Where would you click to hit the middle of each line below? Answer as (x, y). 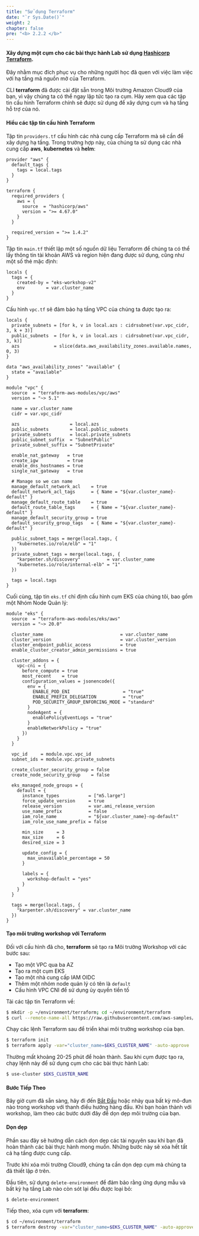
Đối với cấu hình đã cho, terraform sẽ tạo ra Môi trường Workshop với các (97, 946)
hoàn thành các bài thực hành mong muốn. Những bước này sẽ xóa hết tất (97, 1147)
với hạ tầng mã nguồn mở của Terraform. (56, 78)
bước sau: (18, 953)
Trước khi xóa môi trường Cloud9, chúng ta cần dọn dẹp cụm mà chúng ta (96, 1164)
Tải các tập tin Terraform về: (41, 1001)
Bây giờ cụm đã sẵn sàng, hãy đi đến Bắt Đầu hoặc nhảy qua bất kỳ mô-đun (99, 1101)
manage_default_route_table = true (60, 502)
